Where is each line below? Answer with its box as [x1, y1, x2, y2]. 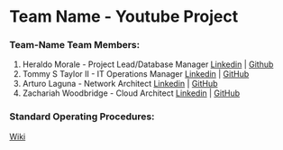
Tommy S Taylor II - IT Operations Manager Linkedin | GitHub [22, 69, 250, 80]
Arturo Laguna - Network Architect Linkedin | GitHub [22, 79, 218, 89]
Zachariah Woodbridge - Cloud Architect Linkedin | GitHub [22, 88, 241, 98]
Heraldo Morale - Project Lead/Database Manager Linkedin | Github [22, 59, 274, 70]
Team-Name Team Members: [9, 39, 141, 52]
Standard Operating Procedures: [9, 110, 155, 123]
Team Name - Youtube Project [9, 6, 239, 27]
